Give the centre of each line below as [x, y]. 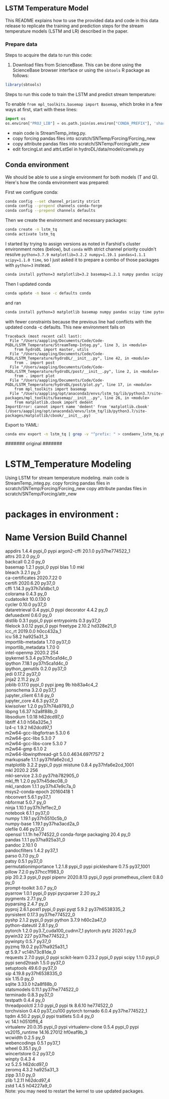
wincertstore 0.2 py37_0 [30, 1054]
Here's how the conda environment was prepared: [57, 182]
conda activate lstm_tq [30, 234]
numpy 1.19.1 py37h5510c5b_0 [36, 818]
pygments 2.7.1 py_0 [26, 899]
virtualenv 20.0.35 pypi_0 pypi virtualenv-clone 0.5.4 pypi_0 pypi [72, 1027]
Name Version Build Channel [66, 537]
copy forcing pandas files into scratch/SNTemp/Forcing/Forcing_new [84, 138]
